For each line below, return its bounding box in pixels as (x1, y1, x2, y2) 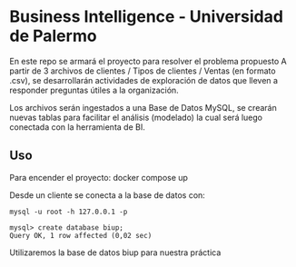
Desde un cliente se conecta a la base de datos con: (9, 189, 206, 201)
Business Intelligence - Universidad (9, 6, 284, 27)
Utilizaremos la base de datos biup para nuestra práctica (9, 247, 222, 258)
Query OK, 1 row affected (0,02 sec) (9, 231, 153, 240)
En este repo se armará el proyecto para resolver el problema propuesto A (9, 55, 288, 66)
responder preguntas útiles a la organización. (9, 84, 179, 95)
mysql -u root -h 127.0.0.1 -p (9, 207, 128, 216)
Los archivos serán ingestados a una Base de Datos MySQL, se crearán (9, 102, 277, 113)
